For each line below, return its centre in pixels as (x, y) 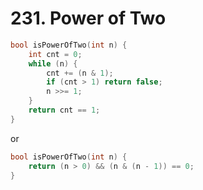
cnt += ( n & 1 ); (80, 73)
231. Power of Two (88, 18)
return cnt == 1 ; (64, 110)
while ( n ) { (53, 63)
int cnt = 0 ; (55, 54)
